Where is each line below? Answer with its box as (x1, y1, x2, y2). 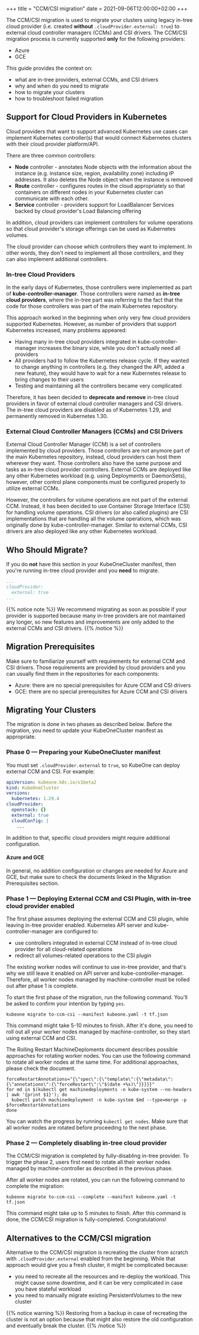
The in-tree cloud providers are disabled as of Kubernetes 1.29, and (6, 406, 171, 413)
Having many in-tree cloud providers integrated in (14, 338, 137, 345)
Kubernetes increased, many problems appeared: (6, 327, 127, 334)
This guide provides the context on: (6, 65, 93, 72)
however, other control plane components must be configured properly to (6, 479, 185, 486)
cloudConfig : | (11, 817, 49, 824)
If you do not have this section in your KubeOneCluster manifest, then (6, 561, 176, 568)
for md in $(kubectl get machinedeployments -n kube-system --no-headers (6, 1087, 192, 1093)
